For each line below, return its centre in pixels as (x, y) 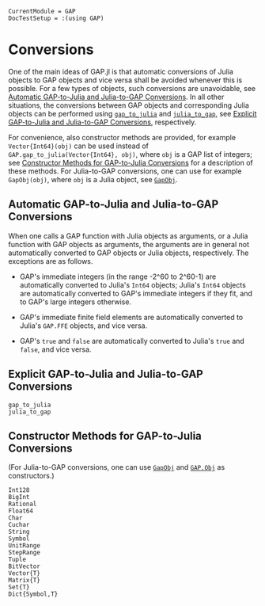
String (19, 532)
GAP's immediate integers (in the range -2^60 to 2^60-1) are (118, 276)
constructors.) (31, 476)
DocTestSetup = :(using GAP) (56, 18)
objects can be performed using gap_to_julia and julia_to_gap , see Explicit (132, 113)
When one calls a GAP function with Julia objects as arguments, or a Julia (128, 236)
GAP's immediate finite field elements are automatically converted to (131, 317)
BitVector (25, 566)
